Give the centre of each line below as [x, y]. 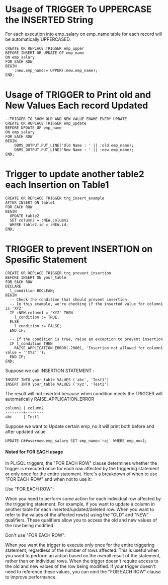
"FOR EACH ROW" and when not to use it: [49, 479]
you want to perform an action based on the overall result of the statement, [83, 555]
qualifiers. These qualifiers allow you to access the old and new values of [81, 520]
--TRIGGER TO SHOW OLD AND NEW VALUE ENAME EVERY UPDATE [66, 119]
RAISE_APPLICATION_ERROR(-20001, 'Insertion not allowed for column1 [89, 348]
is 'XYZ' [14, 308]
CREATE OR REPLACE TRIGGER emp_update [46, 123]
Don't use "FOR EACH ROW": [35, 535]
